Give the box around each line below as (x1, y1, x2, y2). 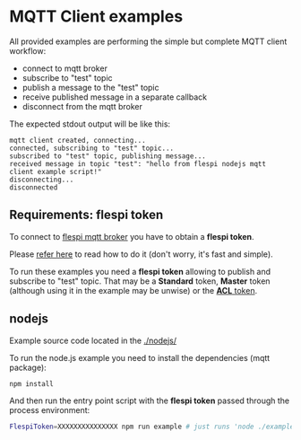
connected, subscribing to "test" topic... (9, 144, 175, 153)
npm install (9, 379, 54, 388)
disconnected (9, 182, 58, 192)
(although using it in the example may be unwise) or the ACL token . (9, 285, 258, 295)
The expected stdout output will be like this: (9, 119, 171, 129)
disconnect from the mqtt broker (21, 101, 143, 111)
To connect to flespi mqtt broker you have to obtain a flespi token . (9, 231, 254, 242)
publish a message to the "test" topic (21, 82, 159, 92)
